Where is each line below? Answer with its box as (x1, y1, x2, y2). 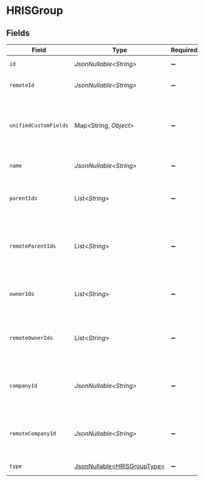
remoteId (9, 82, 35, 89)
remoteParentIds (9, 243, 56, 249)
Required (171, 46, 198, 54)
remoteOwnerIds (9, 334, 53, 341)
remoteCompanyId (9, 430, 56, 437)
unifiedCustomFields (9, 122, 69, 129)
